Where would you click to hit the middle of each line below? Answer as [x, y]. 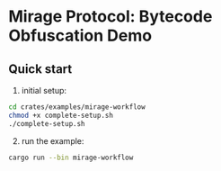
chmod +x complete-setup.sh [61, 115]
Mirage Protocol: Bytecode [110, 17]
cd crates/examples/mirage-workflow [77, 107]
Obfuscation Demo [80, 36]
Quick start [40, 69]
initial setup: [44, 90]
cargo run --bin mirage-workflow [71, 157]
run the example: [53, 140]
